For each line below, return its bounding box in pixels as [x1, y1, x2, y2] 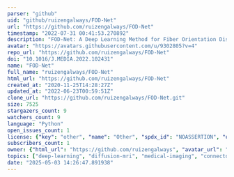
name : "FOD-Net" [7, 62, 54, 69]
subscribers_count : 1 [7, 140, 70, 147]
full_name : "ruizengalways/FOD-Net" [7, 68, 114, 75]
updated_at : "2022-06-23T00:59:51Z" [7, 88, 114, 95]
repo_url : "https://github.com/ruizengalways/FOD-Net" [7, 49, 170, 56]
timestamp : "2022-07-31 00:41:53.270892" [7, 29, 130, 37]
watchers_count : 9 [7, 114, 61, 121]
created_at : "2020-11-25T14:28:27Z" [7, 82, 114, 88]
